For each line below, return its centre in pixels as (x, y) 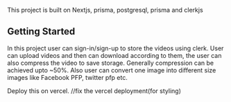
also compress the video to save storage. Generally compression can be (110, 63)
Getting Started (41, 31)
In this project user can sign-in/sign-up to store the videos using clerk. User (115, 48)
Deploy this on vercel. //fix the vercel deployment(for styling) (94, 91)
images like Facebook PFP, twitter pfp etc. (68, 77)
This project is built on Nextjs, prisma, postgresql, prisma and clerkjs (105, 10)
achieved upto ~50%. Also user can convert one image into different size (112, 70)
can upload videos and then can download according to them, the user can (114, 55)
